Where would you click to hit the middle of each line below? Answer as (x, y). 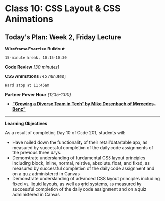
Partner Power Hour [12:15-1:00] (38, 94)
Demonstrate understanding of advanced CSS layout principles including (86, 179)
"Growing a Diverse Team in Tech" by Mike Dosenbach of (72, 104)
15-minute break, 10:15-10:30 (36, 58)
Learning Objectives (26, 123)
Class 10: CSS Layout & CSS (63, 9)
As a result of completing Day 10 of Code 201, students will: (65, 133)
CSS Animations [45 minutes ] (36, 76)
